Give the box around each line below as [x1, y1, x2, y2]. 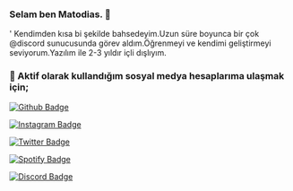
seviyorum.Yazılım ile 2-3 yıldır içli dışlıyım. [9, 48, 168, 58]
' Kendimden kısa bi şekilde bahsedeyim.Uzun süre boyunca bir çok [9, 29, 260, 39]
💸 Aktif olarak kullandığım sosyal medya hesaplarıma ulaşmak [9, 70, 285, 82]
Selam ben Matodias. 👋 [9, 8, 111, 21]
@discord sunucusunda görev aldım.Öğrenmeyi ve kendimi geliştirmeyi [9, 38, 271, 48]
